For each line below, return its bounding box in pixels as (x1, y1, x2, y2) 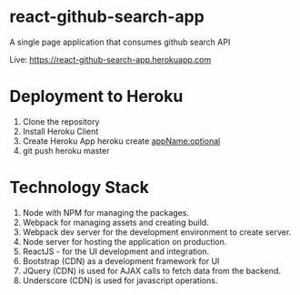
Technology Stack (9, 178, 150, 198)
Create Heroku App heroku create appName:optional (22, 135, 221, 147)
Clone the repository (22, 116, 100, 127)
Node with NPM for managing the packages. (22, 207, 189, 218)
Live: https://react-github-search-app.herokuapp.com (9, 54, 212, 65)
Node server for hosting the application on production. (22, 236, 227, 247)
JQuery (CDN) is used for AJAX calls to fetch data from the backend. (22, 265, 282, 276)
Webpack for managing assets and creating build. (22, 217, 209, 228)
